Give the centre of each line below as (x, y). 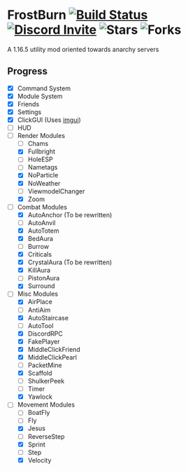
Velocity (39, 460)
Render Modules (41, 136)
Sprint (36, 444)
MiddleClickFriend (54, 349)
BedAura (41, 238)
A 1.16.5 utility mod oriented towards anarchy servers (83, 49)
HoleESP (41, 159)
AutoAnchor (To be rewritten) (70, 214)
